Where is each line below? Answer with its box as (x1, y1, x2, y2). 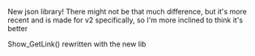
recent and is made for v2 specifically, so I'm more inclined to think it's (7, 15, 244, 25)
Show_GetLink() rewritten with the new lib (7, 39, 147, 49)
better (7, 24, 28, 33)
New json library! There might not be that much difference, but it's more (7, 7, 248, 16)
